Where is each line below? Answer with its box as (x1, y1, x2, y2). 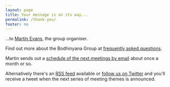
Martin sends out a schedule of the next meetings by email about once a (5, 55, 159, 62)
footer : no (5, 21, 29, 27)
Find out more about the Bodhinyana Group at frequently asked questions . (5, 45, 162, 51)
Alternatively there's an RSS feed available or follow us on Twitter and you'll (5, 71, 165, 77)
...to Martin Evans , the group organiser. (5, 36, 88, 42)
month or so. (5, 61, 32, 67)
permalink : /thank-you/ (5, 17, 56, 22)
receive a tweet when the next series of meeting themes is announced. (5, 76, 156, 82)
